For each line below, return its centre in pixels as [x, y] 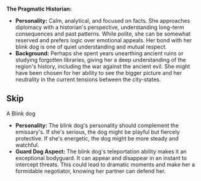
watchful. [27, 145]
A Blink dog [21, 114]
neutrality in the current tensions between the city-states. [88, 79]
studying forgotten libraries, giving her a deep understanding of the [100, 60]
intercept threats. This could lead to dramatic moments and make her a [105, 164]
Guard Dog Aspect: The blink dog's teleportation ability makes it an [101, 151]
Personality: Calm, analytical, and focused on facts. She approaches [103, 21]
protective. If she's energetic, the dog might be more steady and [97, 138]
